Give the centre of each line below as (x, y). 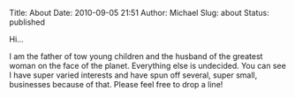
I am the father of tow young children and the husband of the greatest (136, 56)
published (27, 22)
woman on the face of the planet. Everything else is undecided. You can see (148, 66)
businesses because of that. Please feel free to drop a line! (116, 84)
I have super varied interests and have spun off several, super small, (133, 75)
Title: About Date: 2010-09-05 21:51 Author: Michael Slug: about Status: (139, 13)
